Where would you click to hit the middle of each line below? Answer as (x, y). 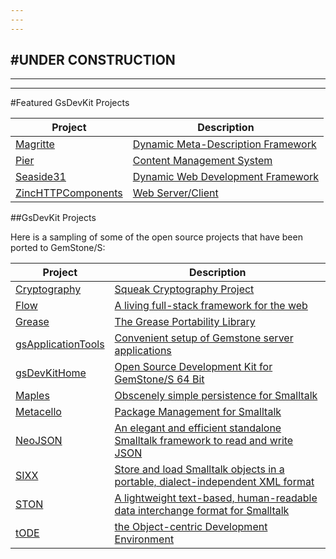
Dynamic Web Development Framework (226, 177)
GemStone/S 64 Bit (159, 379)
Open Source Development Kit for (193, 367)
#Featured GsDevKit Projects (70, 103)
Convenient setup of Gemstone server (204, 338)
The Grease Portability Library (185, 322)
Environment (144, 539)
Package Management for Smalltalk (198, 412)
